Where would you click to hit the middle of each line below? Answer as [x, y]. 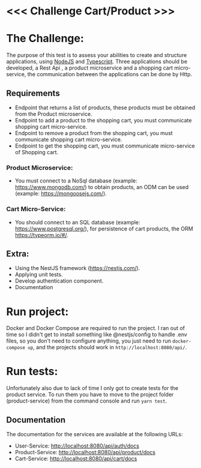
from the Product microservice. [53, 114]
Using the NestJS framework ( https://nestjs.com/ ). [77, 268]
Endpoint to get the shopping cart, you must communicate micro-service [105, 146]
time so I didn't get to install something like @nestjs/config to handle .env [97, 335]
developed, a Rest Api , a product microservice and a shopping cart [90, 68]
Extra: [18, 253]
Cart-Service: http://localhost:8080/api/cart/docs [76, 459]
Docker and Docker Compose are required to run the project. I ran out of [96, 328]
